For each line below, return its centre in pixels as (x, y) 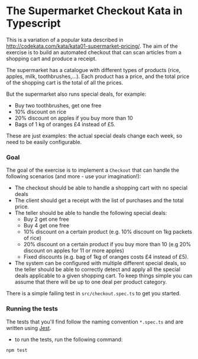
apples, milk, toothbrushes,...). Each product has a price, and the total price (98, 76)
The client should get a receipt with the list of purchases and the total (99, 200)
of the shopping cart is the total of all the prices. (65, 82)
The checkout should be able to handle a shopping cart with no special (101, 188)
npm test (17, 350)
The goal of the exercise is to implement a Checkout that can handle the (92, 170)
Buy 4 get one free (46, 226)
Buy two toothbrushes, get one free (58, 105)
